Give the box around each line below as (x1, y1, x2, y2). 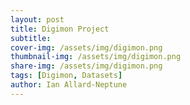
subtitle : (10, 33, 52, 43)
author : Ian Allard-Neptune (10, 80, 128, 90)
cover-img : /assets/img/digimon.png (10, 42, 163, 53)
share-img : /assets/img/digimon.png (10, 61, 163, 71)
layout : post (10, 14, 65, 25)
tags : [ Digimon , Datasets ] (10, 71, 123, 81)
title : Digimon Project (10, 24, 110, 34)
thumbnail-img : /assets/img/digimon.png (10, 52, 182, 62)
